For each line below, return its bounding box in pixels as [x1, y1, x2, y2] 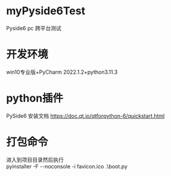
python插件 [6, 92, 64, 105]
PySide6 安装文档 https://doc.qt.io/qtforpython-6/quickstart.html [6, 112, 165, 120]
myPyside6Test [6, 4, 85, 18]
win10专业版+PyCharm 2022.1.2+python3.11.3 [6, 68, 118, 76]
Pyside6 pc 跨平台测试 [6, 24, 61, 32]
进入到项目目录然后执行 [6, 156, 64, 163]
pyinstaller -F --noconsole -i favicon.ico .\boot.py [6, 162, 128, 170]
